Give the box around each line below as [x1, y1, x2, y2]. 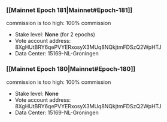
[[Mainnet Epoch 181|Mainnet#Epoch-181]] [6, 6, 133, 14]
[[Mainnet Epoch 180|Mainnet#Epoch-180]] [6, 65, 136, 73]
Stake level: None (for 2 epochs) [14, 31, 96, 38]
